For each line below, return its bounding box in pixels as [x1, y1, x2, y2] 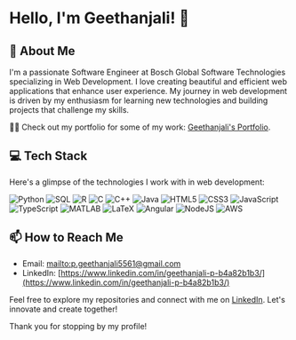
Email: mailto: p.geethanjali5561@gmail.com [21, 257, 181, 269]
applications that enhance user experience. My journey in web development [9, 86, 287, 96]
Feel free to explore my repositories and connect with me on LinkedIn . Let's [9, 294, 286, 304]
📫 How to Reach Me [9, 230, 124, 245]
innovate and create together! [9, 304, 118, 314]
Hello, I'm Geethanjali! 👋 [9, 8, 189, 28]
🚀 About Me [9, 43, 76, 59]
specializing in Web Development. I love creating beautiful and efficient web [9, 76, 287, 87]
